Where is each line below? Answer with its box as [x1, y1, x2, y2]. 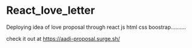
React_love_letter [6, 4, 95, 17]
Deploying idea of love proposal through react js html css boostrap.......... [6, 23, 187, 31]
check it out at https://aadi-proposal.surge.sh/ [6, 35, 121, 42]
